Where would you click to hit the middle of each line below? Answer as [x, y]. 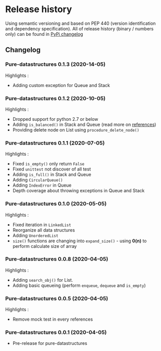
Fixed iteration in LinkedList [42, 225]
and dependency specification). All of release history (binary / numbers [79, 28]
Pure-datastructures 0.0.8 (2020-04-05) [57, 259]
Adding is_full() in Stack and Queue [52, 174]
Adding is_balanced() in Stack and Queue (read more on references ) [84, 124]
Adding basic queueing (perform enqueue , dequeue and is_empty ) [79, 285]
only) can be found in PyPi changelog [44, 34]
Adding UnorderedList [35, 235]
